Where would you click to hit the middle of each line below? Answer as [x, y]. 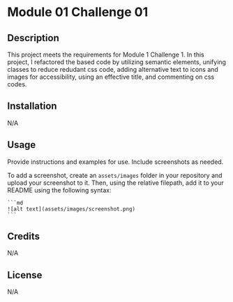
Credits [24, 237]
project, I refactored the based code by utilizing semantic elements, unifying [117, 62]
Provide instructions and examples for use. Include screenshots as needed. [115, 162]
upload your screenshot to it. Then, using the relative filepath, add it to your [116, 183]
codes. [17, 84]
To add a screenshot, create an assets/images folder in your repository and [115, 175]
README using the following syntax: [59, 190]
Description [33, 38]
